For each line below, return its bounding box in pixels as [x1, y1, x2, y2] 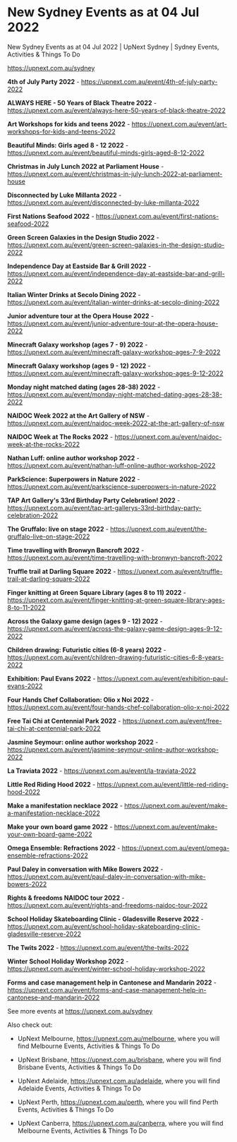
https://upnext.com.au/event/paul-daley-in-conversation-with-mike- [7, 872, 206, 881]
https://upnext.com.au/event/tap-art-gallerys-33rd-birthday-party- [7, 503, 202, 512]
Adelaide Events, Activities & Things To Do [17, 1084, 141, 1093]
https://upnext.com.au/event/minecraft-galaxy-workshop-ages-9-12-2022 [7, 368, 224, 378]
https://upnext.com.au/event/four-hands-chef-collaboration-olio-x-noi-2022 [7, 703, 230, 711]
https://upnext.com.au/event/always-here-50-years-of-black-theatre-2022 [7, 106, 226, 114]
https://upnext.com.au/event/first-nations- [95, 212, 219, 220]
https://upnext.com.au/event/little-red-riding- [97, 780, 229, 788]
